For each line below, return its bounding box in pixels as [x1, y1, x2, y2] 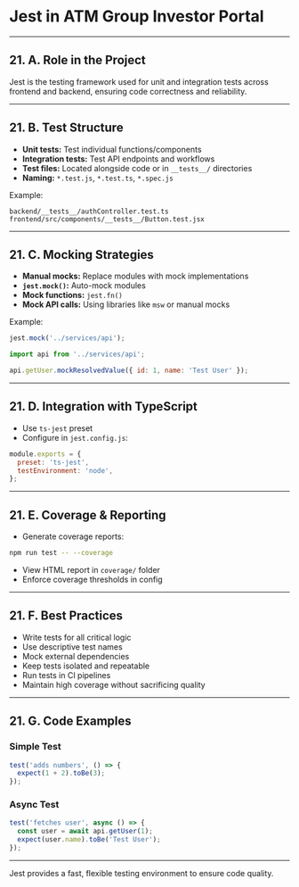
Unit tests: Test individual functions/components [21, 144, 202, 154]
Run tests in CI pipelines [21, 669, 111, 680]
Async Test [9, 799, 60, 811]
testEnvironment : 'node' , [17, 466, 114, 475]
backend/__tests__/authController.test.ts [9, 207, 169, 216]
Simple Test [9, 741, 61, 753]
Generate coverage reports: [21, 531, 125, 542]
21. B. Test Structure [9, 120, 124, 136]
